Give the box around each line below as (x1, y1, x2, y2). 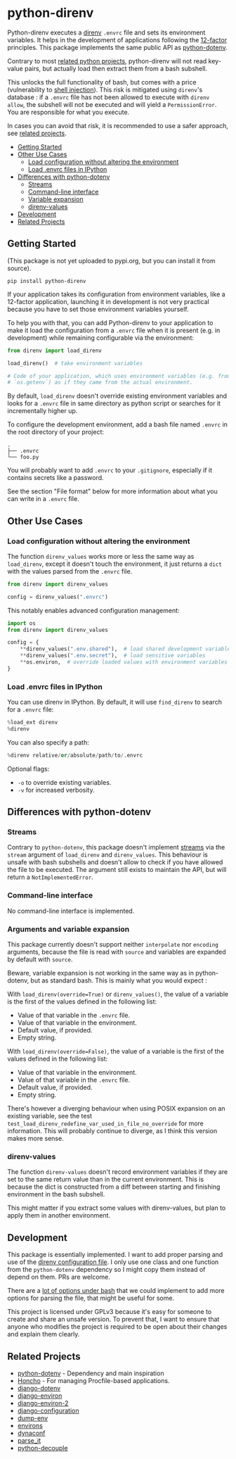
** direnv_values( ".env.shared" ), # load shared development (20, 645, 202, 652)
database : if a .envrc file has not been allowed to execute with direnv (7, 93, 210, 101)
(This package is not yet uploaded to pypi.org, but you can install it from (7, 256, 216, 265)
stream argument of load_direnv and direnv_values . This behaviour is (7, 850, 209, 859)
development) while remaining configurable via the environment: (7, 333, 195, 342)
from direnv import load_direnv (7, 347, 102, 354)
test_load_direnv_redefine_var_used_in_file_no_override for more (7, 1119, 204, 1128)
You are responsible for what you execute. (7, 108, 130, 116)
